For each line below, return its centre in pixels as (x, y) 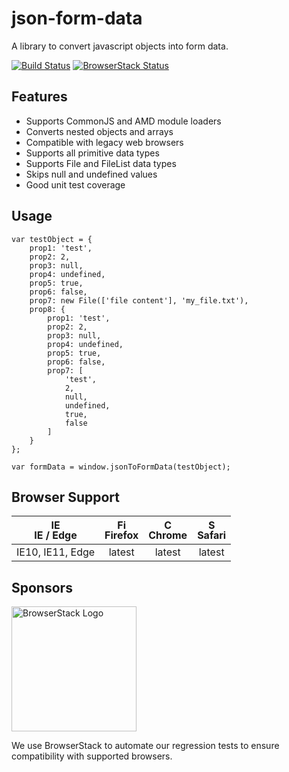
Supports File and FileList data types (101, 163)
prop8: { (47, 309)
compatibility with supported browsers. (92, 756)
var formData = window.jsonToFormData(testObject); (121, 467)
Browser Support (66, 497)
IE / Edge (56, 535)
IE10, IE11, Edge (56, 552)
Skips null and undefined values (91, 174)
